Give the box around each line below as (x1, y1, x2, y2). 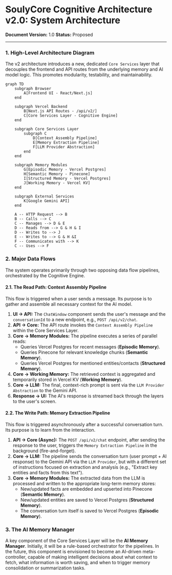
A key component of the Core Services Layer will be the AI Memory (5, 538, 148, 544)
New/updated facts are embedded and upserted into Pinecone (20, 486, 153, 492)
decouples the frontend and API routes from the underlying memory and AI (5, 66, 164, 72)
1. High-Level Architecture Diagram (5, 49, 95, 56)
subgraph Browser (14, 86, 52, 91)
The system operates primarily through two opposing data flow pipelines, (5, 267, 160, 273)
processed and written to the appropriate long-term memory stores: (12, 480, 156, 486)
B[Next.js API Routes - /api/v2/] (24, 109, 97, 114)
